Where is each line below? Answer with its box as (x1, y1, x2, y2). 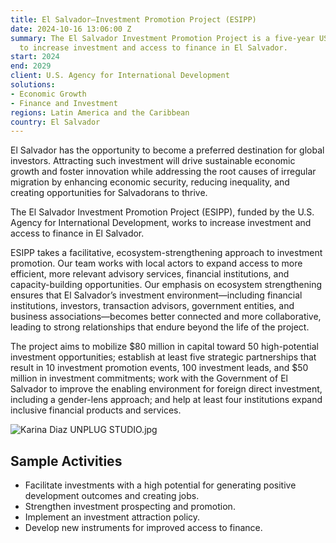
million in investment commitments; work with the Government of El (10, 372, 288, 385)
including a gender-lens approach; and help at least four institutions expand (10, 394, 323, 406)
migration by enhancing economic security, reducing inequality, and (10, 176, 290, 188)
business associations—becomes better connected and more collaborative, (10, 311, 322, 323)
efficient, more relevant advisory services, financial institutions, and (10, 268, 290, 280)
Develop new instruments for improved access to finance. (24, 522, 263, 534)
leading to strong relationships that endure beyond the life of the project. (10, 321, 310, 333)
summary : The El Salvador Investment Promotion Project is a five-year (10, 33, 315, 43)
